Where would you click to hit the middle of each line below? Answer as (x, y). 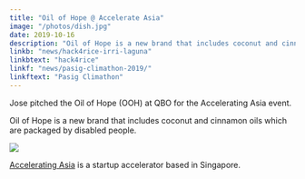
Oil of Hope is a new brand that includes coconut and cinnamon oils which (148, 120)
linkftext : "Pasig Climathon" (67, 77)
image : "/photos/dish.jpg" (60, 26)
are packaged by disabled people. (73, 130)
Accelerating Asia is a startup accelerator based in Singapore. (125, 164)
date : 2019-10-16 (42, 35)
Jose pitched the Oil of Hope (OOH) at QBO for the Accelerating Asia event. (151, 103)
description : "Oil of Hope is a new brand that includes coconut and (144, 43)
